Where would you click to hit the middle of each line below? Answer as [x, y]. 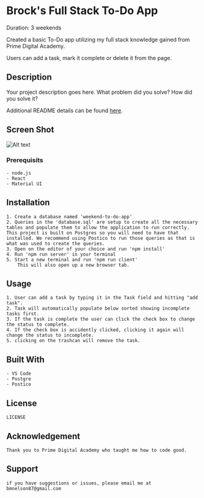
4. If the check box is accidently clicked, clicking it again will [95, 330]
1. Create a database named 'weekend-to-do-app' [69, 216]
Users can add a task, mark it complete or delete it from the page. [89, 58]
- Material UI [24, 184]
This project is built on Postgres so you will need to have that [93, 233]
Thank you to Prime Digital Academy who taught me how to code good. [97, 450]
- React [16, 178]
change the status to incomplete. [50, 335]
